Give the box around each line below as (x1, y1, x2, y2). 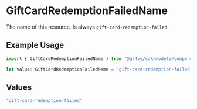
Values (6, 82, 32, 92)
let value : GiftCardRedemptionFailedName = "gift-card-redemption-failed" (6, 66, 193, 72)
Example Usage (6, 40, 64, 50)
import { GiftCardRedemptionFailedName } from (6, 55, 122, 62)
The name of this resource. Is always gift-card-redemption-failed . (6, 23, 169, 30)
